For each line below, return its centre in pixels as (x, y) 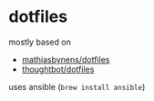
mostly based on (40, 42)
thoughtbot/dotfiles (58, 69)
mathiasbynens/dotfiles (66, 59)
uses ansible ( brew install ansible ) (77, 86)
